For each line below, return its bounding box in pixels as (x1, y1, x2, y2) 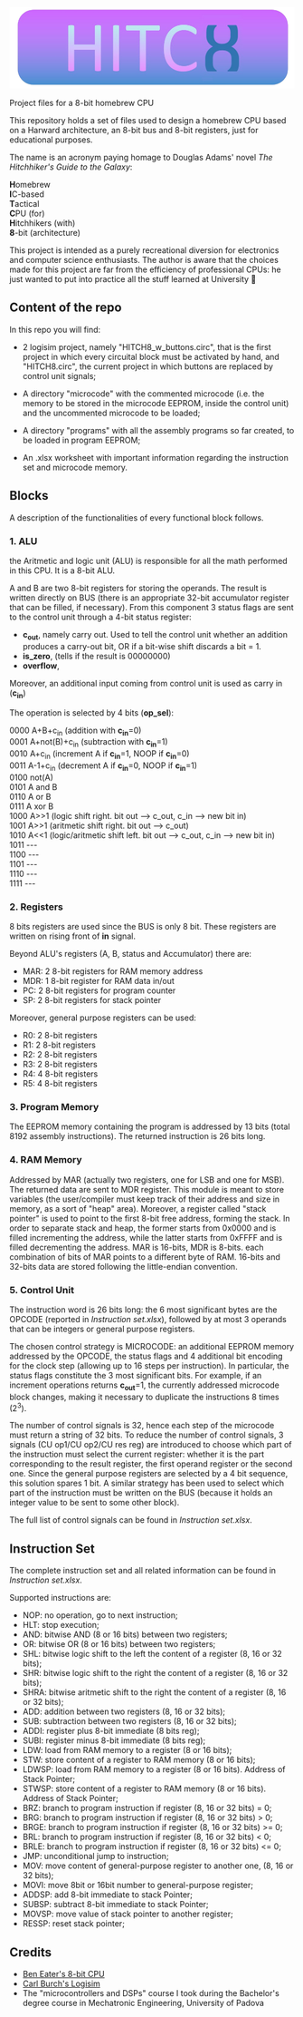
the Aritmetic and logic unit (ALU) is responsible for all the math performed (9, 555, 288, 566)
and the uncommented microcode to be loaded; (22, 407, 201, 418)
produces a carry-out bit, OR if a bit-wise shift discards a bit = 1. (22, 640, 262, 651)
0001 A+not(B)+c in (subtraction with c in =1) (9, 736, 169, 750)
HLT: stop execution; (22, 1620, 99, 1631)
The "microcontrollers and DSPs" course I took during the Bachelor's (22, 1988, 280, 1999)
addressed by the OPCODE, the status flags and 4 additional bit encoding (9, 1350, 283, 1361)
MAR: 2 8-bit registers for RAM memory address (22, 966, 204, 977)
